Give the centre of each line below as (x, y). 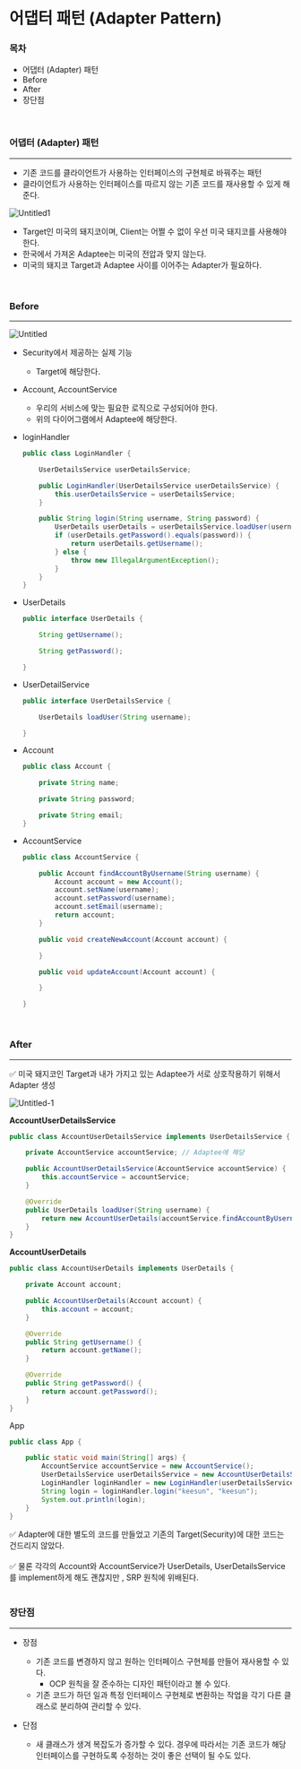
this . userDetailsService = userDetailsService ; (145, 494)
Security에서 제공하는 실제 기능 (77, 353)
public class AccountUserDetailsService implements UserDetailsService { (150, 1136)
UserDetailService (56, 684)
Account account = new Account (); (119, 882)
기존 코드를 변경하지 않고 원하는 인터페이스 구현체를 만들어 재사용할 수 (158, 1661)
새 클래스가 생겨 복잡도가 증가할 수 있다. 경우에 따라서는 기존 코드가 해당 (161, 1744)
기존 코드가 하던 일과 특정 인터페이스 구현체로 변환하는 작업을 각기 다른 (159, 1695)
